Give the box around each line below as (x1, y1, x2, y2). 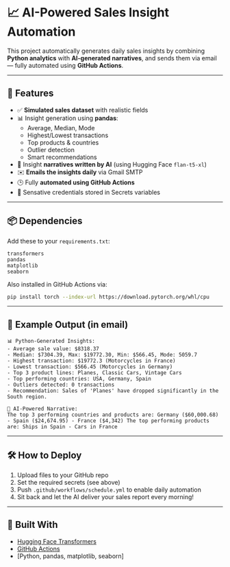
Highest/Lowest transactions (27, 131, 109, 139)
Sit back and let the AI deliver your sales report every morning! (16, 493, 194, 501)
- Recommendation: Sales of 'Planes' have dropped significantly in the (7, 387, 219, 394)
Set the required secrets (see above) (16, 479, 121, 487)
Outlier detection (27, 145, 75, 154)
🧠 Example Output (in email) (7, 319, 129, 330)
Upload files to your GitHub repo (16, 471, 109, 479)
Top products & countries (27, 138, 99, 147)
